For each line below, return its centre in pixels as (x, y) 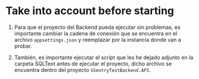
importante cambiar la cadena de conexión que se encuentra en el (96, 33)
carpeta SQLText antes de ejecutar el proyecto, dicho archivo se (93, 64)
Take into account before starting (90, 11)
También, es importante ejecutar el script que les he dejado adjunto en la (104, 57)
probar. (23, 46)
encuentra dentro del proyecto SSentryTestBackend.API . (83, 70)
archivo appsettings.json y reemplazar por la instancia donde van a (97, 39)
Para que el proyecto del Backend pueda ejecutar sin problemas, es (97, 27)
